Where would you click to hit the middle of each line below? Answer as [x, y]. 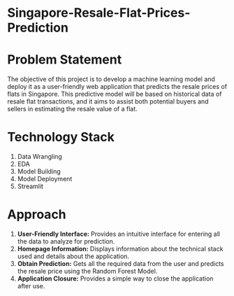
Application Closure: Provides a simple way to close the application [115, 279]
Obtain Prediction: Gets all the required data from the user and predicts [120, 263]
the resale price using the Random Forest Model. [87, 271]
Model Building [39, 171]
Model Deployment [45, 179]
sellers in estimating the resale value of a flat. [72, 109]
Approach [37, 214]
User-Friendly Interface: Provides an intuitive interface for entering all [118, 234]
